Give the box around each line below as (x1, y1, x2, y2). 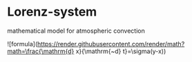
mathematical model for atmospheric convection (7, 27, 145, 35)
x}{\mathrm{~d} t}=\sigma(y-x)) (75, 47, 166, 55)
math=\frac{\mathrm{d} (7, 47, 75, 55)
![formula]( (7, 40, 38, 48)
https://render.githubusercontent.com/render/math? (37, 40, 185, 48)
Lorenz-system (7, 4, 97, 20)
